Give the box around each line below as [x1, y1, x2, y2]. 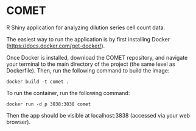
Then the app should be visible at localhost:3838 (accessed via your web [6, 112, 191, 119]
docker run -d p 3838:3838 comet [6, 101, 91, 107]
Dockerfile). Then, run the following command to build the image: [6, 66, 170, 74]
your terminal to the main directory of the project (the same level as [6, 60, 175, 68]
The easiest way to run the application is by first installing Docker [6, 35, 170, 43]
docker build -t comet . [6, 79, 69, 85]
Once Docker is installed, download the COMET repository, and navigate [6, 54, 188, 61]
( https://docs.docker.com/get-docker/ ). [6, 42, 105, 49]
